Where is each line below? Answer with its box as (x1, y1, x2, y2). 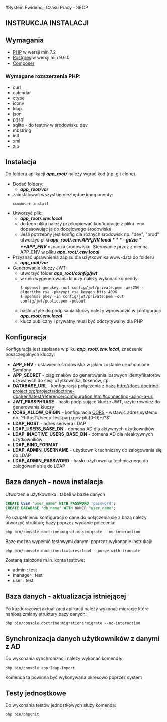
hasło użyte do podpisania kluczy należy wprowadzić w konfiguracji (20, 308, 161, 314)
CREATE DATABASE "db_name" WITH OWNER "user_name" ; (5, 505, 116, 511)
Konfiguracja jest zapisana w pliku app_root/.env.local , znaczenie (5, 346, 143, 352)
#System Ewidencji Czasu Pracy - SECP (5, 5, 88, 10)
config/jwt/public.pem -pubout (20, 298, 86, 304)
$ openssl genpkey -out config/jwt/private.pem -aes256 (20, 285, 140, 290)
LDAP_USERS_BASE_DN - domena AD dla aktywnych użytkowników (12, 426, 155, 432)
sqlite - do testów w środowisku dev (12, 122, 88, 128)
